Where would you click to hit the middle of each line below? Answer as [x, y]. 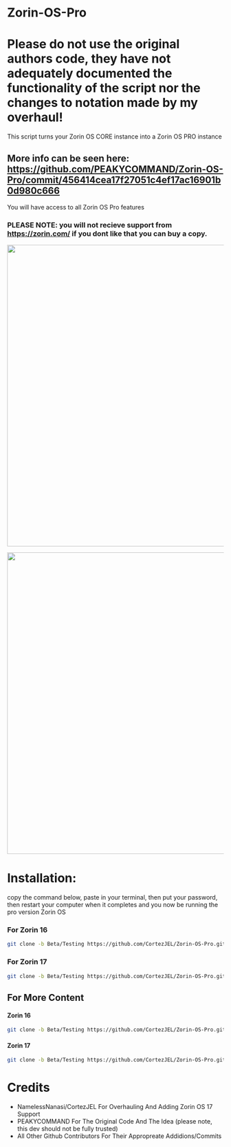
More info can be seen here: [68, 158]
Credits [29, 1088]
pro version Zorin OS [37, 912]
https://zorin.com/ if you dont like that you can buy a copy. [107, 234]
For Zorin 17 [27, 962]
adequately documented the [90, 73]
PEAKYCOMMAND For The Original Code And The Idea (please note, [114, 1121]
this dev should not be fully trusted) [67, 1129]
